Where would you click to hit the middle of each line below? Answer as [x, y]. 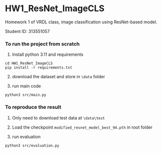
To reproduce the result [33, 107]
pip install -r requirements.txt [39, 68]
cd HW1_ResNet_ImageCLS [29, 64]
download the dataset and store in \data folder [59, 77]
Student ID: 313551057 [27, 31]
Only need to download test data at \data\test [59, 118]
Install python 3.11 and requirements [48, 54]
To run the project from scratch [42, 44]
